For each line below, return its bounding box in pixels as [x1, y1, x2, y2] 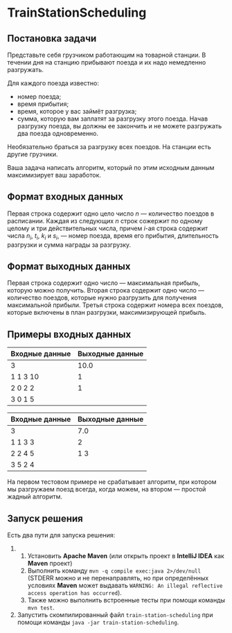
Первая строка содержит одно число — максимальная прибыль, [7, 279, 201, 287]
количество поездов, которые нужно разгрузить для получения [7, 293, 197, 302]
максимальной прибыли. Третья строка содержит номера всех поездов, [7, 301, 224, 309]
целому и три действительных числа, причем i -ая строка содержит [7, 224, 208, 232]
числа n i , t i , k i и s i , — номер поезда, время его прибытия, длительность [7, 231, 220, 241]
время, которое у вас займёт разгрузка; [17, 107, 137, 115]
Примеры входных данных [7, 328, 132, 340]
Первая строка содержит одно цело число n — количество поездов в [7, 209, 215, 218]
